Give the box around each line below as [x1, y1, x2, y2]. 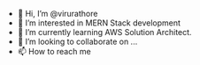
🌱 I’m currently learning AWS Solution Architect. [17, 27, 192, 37]
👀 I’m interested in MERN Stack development [17, 18, 181, 28]
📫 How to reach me [17, 47, 91, 56]
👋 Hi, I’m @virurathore [17, 9, 98, 18]
